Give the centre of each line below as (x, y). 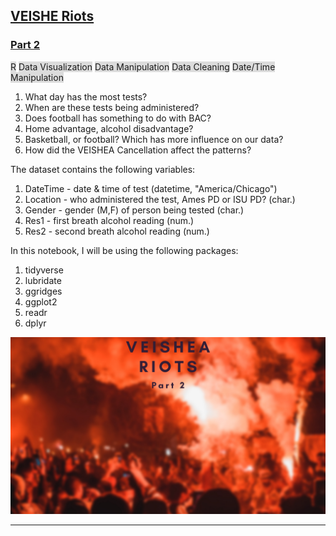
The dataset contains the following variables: (103, 169)
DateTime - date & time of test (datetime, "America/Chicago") (151, 188)
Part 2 (25, 45)
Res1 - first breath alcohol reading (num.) (109, 220)
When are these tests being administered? (112, 107)
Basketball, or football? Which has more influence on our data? (154, 139)
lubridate (43, 280)
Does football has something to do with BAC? (118, 118)
